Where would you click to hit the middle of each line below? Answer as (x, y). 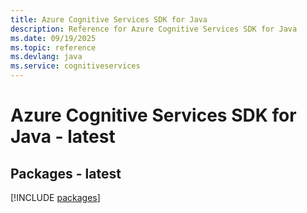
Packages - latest (66, 173)
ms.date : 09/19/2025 (53, 38)
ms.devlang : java (46, 57)
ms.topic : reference (53, 47)
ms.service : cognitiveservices (75, 66)
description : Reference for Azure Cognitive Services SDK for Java (154, 29)
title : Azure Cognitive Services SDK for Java (109, 19)
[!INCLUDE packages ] (55, 197)
